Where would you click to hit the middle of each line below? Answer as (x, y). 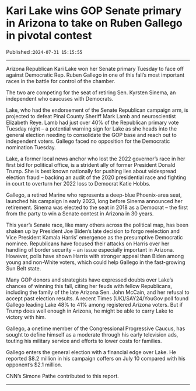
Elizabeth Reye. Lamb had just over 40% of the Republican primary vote (92, 122)
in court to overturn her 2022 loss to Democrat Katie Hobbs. (78, 183)
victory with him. (26, 317)
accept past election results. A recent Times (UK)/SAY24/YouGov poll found (97, 298)
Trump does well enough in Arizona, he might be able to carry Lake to (90, 311)
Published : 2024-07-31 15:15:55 (44, 52)
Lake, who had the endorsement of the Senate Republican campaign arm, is (97, 110)
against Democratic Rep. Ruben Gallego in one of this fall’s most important (95, 75)
